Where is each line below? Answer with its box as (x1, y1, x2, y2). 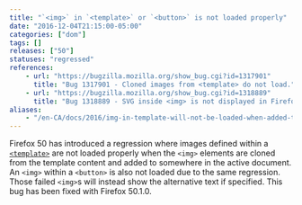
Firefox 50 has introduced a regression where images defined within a (9, 138, 269, 149)
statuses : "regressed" (9, 55, 94, 64)
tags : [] (9, 38, 42, 48)
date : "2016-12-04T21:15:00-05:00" (9, 22, 143, 31)
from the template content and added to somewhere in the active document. (9, 157, 292, 168)
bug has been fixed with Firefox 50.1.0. (9, 186, 152, 197)
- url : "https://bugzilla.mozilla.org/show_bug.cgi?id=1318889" (25, 88, 271, 97)
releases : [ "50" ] (9, 47, 75, 56)
